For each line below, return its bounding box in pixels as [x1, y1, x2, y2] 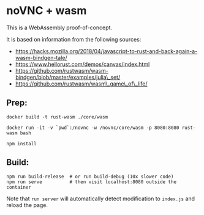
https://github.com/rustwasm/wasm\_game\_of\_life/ [15, 80, 148, 87]
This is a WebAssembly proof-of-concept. [6, 24, 112, 31]
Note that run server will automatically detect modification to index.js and [6, 195, 195, 202]
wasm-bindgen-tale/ [15, 54, 67, 61]
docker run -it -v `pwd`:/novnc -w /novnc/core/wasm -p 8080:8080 [6, 125, 179, 131]
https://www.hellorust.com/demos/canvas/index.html [15, 60, 150, 68]
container [6, 184, 32, 190]
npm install [6, 140, 37, 147]
